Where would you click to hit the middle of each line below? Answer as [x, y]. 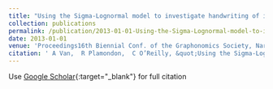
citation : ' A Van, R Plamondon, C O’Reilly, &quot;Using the [119, 53]
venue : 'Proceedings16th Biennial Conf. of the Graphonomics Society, [130, 46]
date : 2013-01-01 [38, 38]
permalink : [27, 31]
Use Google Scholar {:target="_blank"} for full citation [97, 76]
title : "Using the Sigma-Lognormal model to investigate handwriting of [134, 16]
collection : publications [52, 23]
